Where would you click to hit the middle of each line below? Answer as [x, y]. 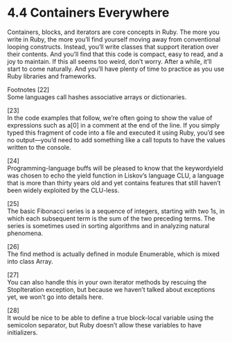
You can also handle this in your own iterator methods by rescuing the [107, 282]
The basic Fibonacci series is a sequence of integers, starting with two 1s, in [116, 211]
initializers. [23, 332]
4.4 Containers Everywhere [88, 13]
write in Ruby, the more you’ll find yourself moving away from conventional [114, 39]
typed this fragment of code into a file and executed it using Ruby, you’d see [116, 132]
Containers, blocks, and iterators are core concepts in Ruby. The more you [114, 32]
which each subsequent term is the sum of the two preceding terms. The [111, 218]
